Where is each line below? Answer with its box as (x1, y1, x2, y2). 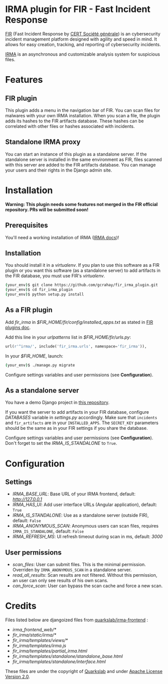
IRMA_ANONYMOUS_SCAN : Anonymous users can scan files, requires (12, 523, 159, 529)
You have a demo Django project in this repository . (5, 400, 110, 406)
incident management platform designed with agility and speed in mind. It (5, 36, 157, 42)
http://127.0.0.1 (12, 496, 43, 502)
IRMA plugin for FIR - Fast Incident (5, 4, 150, 15)
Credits (5, 600, 37, 612)
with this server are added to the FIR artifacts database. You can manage (5, 161, 156, 167)
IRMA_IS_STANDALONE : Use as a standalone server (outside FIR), (12, 512, 149, 519)
